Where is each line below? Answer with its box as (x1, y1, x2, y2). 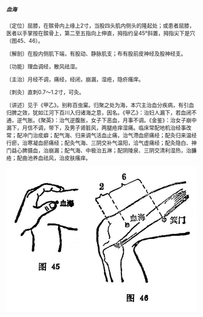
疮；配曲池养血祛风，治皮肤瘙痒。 (6, 154, 91, 162)
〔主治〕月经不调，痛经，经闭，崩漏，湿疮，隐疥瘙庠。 (6, 76, 144, 83)
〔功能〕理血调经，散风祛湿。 (6, 62, 80, 70)
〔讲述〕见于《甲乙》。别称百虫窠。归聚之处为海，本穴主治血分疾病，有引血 (6, 101, 195, 108)
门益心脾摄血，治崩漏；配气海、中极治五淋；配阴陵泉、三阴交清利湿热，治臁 (6, 146, 197, 154)
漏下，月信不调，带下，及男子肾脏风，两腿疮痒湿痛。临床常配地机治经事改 (6, 124, 192, 131)
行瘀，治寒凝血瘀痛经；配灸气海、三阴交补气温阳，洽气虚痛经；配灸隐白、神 (6, 139, 197, 146)
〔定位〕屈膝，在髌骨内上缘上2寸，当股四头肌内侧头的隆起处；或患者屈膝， (6, 22, 195, 29)
